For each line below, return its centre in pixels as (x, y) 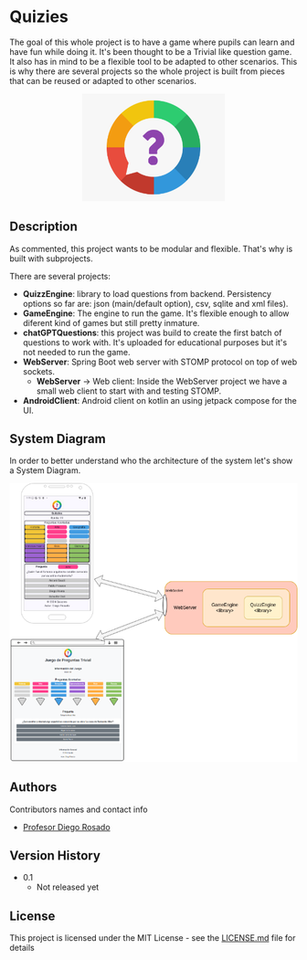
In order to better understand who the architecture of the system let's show (151, 461)
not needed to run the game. (76, 352)
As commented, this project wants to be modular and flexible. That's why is (151, 248)
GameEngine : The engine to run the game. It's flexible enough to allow (156, 313)
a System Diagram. (45, 470)
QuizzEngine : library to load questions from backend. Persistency (147, 293)
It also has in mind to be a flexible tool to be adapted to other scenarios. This (153, 61)
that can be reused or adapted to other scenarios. (103, 80)
